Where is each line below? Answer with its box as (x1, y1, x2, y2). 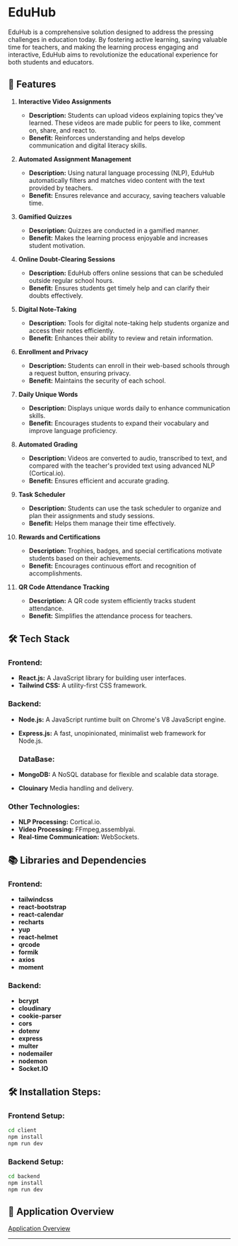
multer (18, 1042, 39, 1050)
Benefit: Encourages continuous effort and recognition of (28, 561, 196, 570)
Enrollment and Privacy (18, 347, 89, 356)
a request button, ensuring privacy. (28, 369, 131, 377)
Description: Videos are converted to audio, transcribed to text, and (28, 454, 227, 462)
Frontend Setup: (8, 1111, 66, 1121)
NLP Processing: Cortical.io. (18, 818, 102, 826)
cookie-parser (18, 1011, 62, 1021)
